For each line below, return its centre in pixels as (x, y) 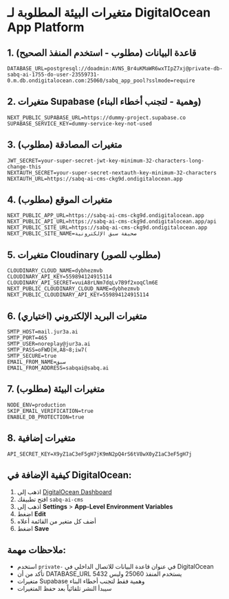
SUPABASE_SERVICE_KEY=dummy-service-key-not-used (80, 123)
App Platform (46, 27)
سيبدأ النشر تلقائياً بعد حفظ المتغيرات (64, 589)
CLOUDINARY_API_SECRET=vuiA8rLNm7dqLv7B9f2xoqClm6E (83, 283)
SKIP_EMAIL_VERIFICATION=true (51, 411)
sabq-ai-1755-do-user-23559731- (53, 74)
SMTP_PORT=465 (28, 338)
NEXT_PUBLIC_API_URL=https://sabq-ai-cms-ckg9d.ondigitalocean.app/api (112, 222)
